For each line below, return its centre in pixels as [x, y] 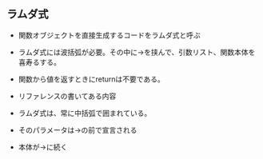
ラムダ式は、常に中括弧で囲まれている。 [85, 113]
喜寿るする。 [39, 62]
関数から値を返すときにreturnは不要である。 [91, 79]
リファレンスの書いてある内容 [67, 96]
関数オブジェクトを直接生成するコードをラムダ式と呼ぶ [109, 35]
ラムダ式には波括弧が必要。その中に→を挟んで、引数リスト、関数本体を [137, 52]
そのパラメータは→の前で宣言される [78, 129]
